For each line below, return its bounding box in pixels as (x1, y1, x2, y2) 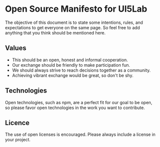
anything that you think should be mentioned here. (5, 30, 106, 36)
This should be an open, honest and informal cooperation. (12, 57, 128, 63)
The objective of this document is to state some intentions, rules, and (5, 19, 143, 25)
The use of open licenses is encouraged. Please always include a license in (5, 131, 156, 137)
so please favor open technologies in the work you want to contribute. (5, 105, 145, 110)
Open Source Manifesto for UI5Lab (5, 3, 147, 15)
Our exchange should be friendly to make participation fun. (12, 62, 130, 68)
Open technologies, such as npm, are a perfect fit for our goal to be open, (5, 99, 153, 105)
